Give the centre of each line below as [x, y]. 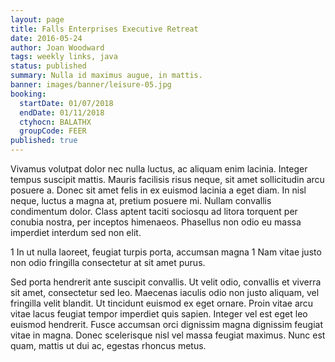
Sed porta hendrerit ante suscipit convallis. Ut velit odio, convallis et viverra [166, 282]
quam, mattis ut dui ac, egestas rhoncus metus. [108, 345]
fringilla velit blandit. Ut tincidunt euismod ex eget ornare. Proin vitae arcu [162, 303]
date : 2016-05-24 [46, 38]
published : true [44, 141]
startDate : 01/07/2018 [66, 103]
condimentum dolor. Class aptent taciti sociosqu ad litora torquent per [154, 211]
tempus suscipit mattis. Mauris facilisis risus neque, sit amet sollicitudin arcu [167, 179]
